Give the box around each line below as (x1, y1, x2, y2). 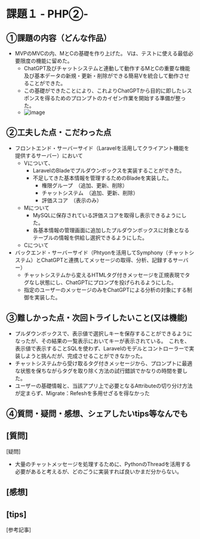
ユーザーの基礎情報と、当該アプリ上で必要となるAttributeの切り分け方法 (14, 382, 193, 389)
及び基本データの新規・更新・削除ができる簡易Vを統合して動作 (23, 72, 179, 79)
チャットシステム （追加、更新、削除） (41, 189, 139, 196)
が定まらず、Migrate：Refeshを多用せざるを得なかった (14, 389, 150, 396)
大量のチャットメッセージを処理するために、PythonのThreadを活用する (14, 460, 191, 467)
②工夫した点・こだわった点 (6, 128, 112, 138)
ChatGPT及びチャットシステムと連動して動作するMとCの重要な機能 (23, 65, 190, 72)
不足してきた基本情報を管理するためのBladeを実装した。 (32, 174, 172, 181)
